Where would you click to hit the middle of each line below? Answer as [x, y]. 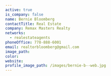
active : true [19, 10]
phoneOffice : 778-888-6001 [33, 42]
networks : [15, 33]
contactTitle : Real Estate [33, 24]
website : [14, 61]
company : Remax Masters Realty [38, 28]
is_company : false [24, 14]
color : [12, 56]
